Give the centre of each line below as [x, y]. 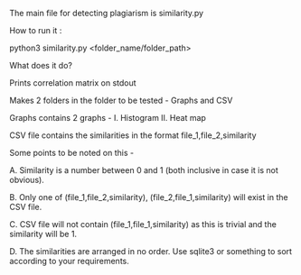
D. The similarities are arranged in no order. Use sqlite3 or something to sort [150, 251]
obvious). [27, 180]
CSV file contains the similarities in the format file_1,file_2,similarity [133, 135]
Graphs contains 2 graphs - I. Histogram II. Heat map [108, 118]
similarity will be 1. [43, 234]
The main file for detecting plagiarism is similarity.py [107, 13]
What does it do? [41, 65]
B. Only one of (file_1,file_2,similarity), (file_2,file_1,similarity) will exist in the [149, 197]
